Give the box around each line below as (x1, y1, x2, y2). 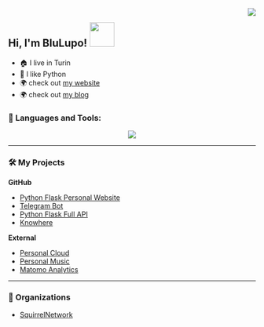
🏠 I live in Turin (19, 58, 71, 67)
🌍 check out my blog (19, 89, 89, 99)
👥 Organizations (8, 292, 71, 303)
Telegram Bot (19, 202, 64, 211)
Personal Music (19, 256, 71, 266)
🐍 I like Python (19, 69, 67, 78)
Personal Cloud (19, 249, 70, 258)
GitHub (8, 178, 32, 187)
